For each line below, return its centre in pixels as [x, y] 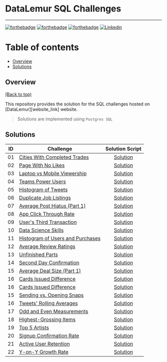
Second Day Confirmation [49, 263]
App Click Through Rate [47, 214]
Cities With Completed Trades [54, 157]
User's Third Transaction [48, 222]
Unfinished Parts [39, 254]
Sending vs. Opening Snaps [51, 295]
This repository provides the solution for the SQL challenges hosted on [78, 104]
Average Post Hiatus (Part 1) [52, 206]
